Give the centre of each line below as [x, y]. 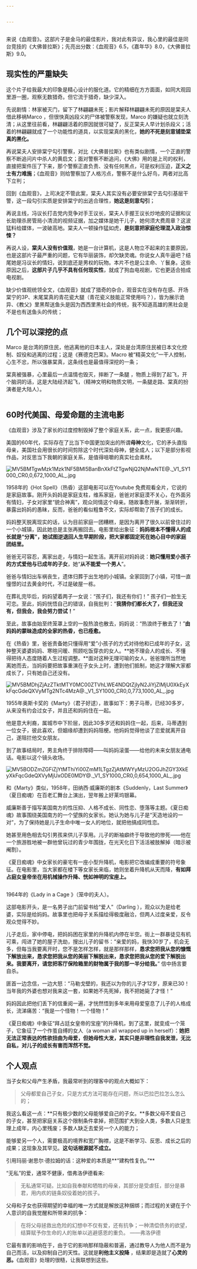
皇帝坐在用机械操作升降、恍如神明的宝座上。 [75, 877]
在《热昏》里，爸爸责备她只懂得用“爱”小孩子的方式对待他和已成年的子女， [96, 644]
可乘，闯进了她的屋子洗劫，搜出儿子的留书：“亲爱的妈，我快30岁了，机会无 [98, 942]
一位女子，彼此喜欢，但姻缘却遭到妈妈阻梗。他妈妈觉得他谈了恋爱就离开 [93, 730]
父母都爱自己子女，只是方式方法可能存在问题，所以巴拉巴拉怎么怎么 [103, 1094]
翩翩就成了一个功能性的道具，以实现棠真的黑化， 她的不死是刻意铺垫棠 [106, 131]
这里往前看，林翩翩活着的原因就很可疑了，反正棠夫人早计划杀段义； [103, 124]
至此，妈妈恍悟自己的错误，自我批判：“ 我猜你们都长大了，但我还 [100, 604]
